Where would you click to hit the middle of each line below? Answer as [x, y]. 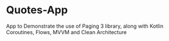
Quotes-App [37, 10]
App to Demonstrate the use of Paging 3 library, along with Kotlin [85, 26]
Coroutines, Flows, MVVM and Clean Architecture [67, 32]
